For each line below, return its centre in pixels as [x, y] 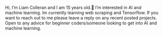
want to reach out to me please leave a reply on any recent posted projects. [81, 18]
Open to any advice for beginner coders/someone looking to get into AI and [81, 23]
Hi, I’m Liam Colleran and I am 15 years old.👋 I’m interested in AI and [73, 8]
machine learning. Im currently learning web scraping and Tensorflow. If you [82, 13]
